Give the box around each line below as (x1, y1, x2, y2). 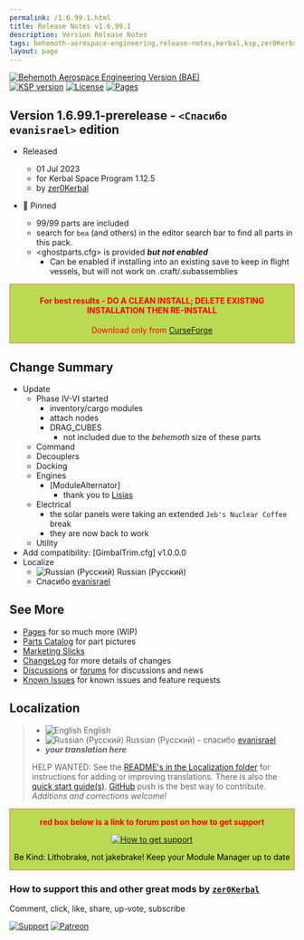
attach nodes (49, 412, 100, 423)
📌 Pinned (22, 200, 57, 211)
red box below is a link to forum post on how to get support (39, 816, 265, 827)
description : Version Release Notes (9, 30, 147, 39)
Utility (35, 537, 59, 548)
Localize (22, 556, 54, 567)
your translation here (44, 743, 127, 754)
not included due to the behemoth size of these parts (62, 431, 261, 442)
